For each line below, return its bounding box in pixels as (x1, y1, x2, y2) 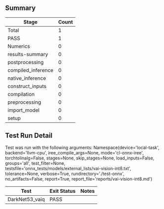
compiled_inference (7, 66, 54, 73)
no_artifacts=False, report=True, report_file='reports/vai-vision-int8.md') (5, 176, 153, 181)
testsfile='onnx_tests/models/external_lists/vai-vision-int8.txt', (5, 165, 131, 171)
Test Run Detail (5, 131, 53, 140)
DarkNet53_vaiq (7, 196, 45, 203)
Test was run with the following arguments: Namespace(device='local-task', (5, 145, 160, 150)
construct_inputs (7, 83, 47, 90)
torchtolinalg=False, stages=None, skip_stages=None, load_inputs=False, (5, 155, 155, 161)
